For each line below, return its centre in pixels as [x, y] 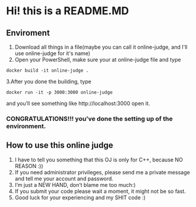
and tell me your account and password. [64, 179]
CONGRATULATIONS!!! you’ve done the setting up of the [90, 119]
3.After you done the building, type [49, 82]
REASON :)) [29, 166]
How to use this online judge [60, 146]
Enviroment [28, 33]
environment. [26, 126]
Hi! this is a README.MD [68, 11]
